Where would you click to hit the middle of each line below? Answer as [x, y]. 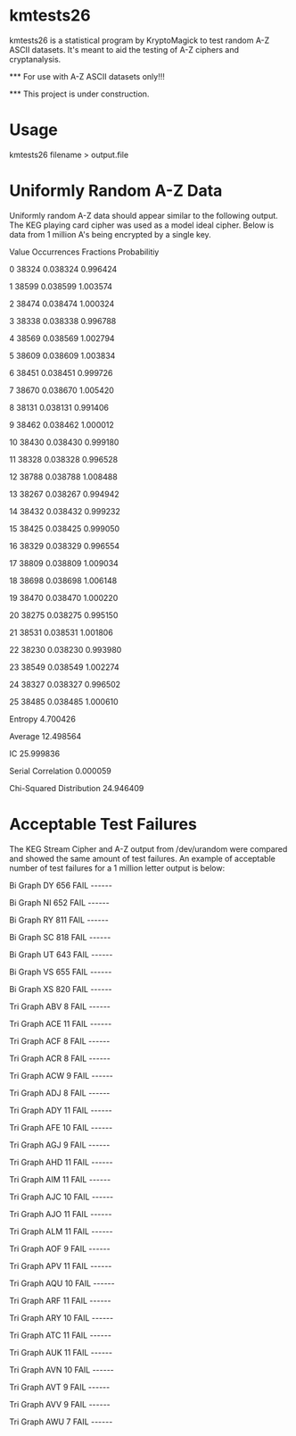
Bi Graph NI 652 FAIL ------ [59, 902]
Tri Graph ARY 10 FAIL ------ [62, 1317]
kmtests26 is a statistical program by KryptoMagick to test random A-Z [140, 40]
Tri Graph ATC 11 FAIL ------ [60, 1335]
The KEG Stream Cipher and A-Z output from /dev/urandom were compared [148, 848]
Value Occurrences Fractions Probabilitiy [84, 252]
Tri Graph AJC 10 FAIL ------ [62, 1197]
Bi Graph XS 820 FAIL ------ [61, 989]
